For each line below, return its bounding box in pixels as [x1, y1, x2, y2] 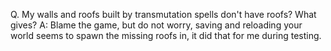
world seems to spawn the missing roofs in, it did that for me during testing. [10, 30, 322, 41]
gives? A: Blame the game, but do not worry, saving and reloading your [10, 19, 303, 31]
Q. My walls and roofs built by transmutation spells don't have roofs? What [10, 9, 317, 20]
